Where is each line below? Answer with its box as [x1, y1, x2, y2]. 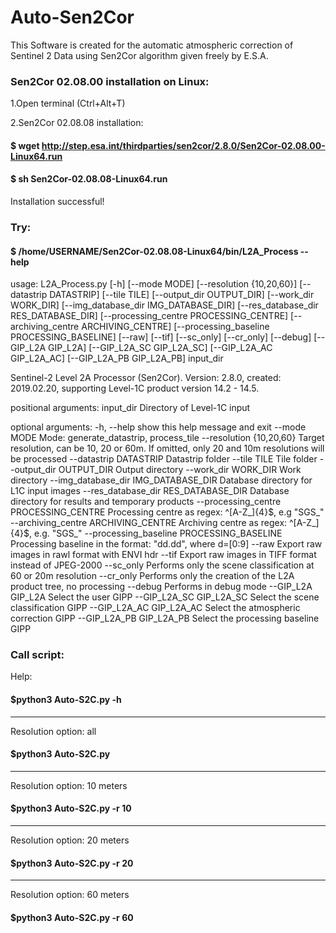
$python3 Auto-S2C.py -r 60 [10, 911, 134, 923]
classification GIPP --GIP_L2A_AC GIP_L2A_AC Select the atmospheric [10, 602, 301, 614]
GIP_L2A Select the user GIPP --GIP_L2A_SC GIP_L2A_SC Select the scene [10, 591, 320, 603]
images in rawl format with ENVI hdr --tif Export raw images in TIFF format [10, 549, 317, 561]
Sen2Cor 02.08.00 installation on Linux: [10, 74, 210, 88]
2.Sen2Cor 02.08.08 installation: [10, 117, 144, 129]
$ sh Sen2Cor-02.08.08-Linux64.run [10, 173, 168, 185]
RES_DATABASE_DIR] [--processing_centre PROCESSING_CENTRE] [10, 310, 289, 322]
